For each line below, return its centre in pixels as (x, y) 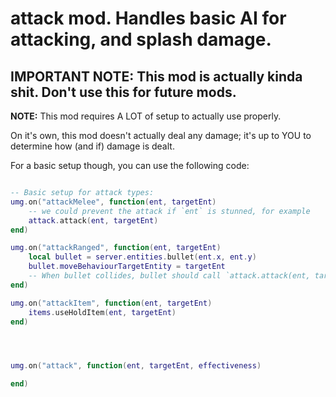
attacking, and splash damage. (141, 39)
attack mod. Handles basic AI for (148, 18)
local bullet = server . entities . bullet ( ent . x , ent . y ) (142, 257)
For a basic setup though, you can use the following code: (130, 165)
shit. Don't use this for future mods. (123, 92)
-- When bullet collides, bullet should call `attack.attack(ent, (169, 276)
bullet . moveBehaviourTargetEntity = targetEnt (127, 267)
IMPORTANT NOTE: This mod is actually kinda (156, 76)
